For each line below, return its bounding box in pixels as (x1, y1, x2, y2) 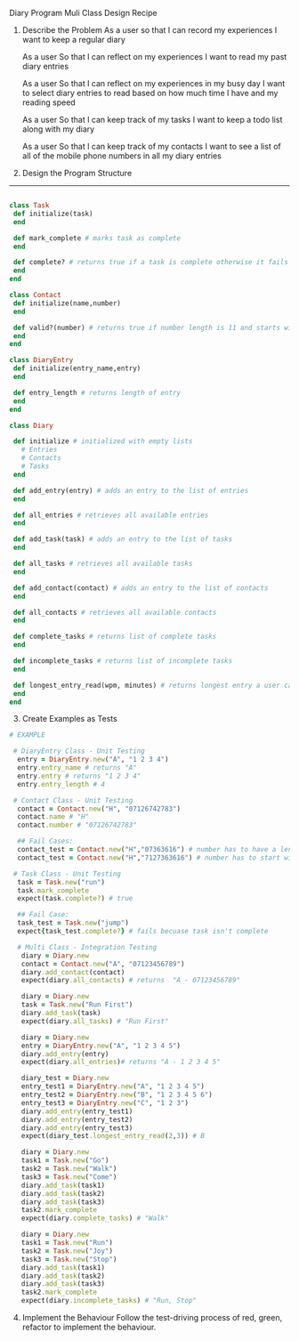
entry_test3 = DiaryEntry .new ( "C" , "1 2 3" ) (20, 1098, 190, 1107)
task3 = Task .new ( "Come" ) (20, 1172, 117, 1182)
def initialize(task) (12, 209, 93, 218)
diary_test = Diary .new (20, 1074, 109, 1083)
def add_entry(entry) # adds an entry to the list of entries (12, 486, 249, 495)
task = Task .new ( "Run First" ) (20, 1000, 133, 1009)
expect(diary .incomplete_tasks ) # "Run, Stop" (20, 1297, 198, 1305)
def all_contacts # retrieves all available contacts (12, 608, 217, 617)
